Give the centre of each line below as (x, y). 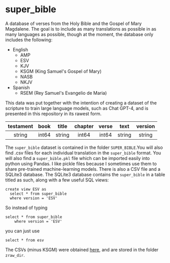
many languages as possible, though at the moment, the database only (79, 34)
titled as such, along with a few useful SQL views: (57, 180)
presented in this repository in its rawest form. (54, 114)
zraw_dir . (15, 255)
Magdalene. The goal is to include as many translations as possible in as (81, 29)
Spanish (21, 87)
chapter (84, 126)
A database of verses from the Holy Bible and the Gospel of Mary (74, 23)
